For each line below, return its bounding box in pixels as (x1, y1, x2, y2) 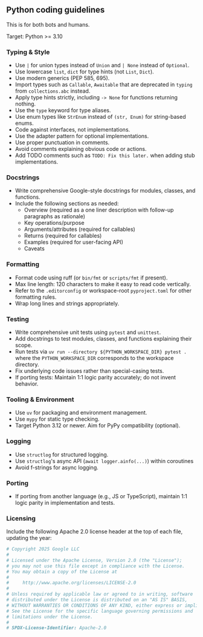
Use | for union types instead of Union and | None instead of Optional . (14, 62, 190, 69)
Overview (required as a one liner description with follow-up (24, 206, 174, 214)
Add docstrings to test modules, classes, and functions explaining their (14, 335, 192, 342)
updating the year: (6, 535, 53, 542)
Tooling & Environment (6, 395, 74, 404)
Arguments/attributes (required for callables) (24, 225, 136, 233)
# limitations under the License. (6, 613, 94, 620)
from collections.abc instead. (14, 87, 91, 95)
